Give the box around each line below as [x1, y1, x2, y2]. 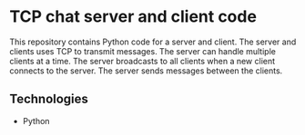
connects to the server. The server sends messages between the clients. [9, 65, 283, 76]
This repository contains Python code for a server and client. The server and [9, 36, 297, 47]
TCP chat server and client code [9, 6, 258, 27]
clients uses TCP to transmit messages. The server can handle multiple [9, 45, 276, 56]
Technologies [9, 92, 89, 107]
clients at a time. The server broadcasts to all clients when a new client [9, 55, 276, 66]
